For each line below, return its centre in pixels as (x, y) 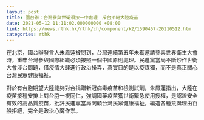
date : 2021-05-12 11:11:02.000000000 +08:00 (63, 23)
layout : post (23, 12)
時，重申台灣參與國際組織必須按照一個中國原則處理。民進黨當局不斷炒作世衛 (102, 60)
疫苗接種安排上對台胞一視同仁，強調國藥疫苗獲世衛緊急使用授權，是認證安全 (102, 96)
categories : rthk (28, 35)
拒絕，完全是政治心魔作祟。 (46, 111)
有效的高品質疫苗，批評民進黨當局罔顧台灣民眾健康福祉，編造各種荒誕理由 (99, 103)
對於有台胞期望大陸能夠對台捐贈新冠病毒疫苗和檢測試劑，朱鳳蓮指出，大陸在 (102, 88)
